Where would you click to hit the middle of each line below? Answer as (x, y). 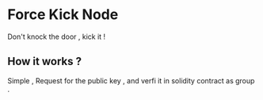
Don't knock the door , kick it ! (57, 37)
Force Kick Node (63, 15)
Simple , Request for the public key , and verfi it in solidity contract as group (131, 80)
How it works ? (45, 62)
